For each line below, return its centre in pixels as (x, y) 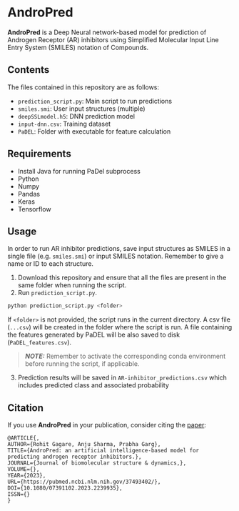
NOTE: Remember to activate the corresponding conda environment (125, 356)
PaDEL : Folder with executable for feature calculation (94, 131)
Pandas (29, 194)
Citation (26, 408)
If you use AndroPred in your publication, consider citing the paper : (107, 425)
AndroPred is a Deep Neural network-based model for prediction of (107, 32)
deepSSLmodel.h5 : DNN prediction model (76, 116)
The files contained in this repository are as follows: (83, 87)
